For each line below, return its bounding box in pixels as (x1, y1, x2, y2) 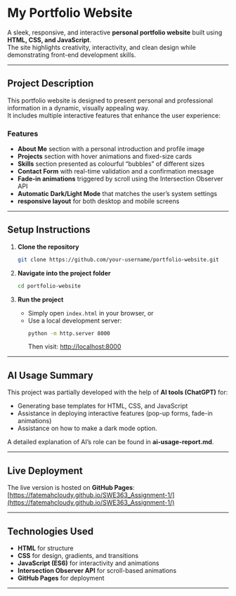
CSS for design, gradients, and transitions (17, 551, 139, 559)
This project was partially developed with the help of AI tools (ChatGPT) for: (7, 388, 228, 396)
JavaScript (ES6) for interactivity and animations (17, 559, 159, 567)
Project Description (7, 77, 94, 89)
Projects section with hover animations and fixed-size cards (17, 153, 192, 161)
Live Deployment (7, 465, 83, 477)
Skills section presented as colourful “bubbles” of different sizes (17, 160, 205, 168)
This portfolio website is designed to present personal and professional (7, 96, 213, 105)
